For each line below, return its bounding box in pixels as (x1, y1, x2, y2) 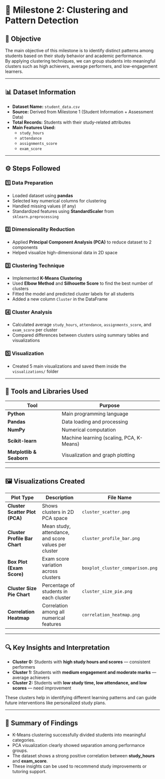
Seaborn (7, 454, 28, 461)
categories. (12, 737, 35, 743)
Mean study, (42, 523, 71, 530)
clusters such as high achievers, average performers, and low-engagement (5, 64, 158, 69)
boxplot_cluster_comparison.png (82, 565, 158, 571)
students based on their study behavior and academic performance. (5, 53, 143, 59)
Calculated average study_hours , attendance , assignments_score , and (12, 322, 151, 328)
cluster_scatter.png (82, 509, 130, 515)
